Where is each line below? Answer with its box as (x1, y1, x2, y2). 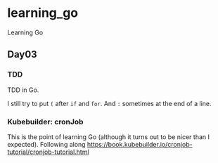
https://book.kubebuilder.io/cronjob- (86, 140, 193, 148)
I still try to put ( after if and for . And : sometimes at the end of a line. (7, 99, 212, 107)
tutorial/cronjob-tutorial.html (7, 148, 89, 156)
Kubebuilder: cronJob (7, 117, 84, 126)
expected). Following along (7, 140, 86, 148)
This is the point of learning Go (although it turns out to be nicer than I (7, 132, 210, 141)
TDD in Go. (7, 86, 39, 94)
